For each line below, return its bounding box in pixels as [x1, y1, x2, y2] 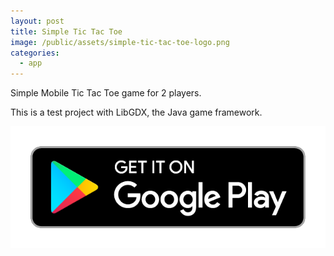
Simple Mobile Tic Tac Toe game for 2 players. [10, 87, 202, 99]
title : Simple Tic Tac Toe [10, 26, 123, 37]
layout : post [10, 16, 65, 26]
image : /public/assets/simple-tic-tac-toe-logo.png [10, 37, 230, 47]
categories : [10, 48, 60, 58]
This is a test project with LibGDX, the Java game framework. [10, 106, 263, 119]
